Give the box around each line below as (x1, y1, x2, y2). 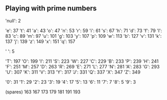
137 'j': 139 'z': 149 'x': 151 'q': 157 (5, 38, 76, 44)
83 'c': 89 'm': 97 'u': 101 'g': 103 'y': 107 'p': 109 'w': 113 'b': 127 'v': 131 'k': (5, 33, 162, 39)
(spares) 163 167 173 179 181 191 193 (5, 89, 81, 95)
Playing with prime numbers (5, 4, 97, 13)
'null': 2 (5, 17, 21, 23)
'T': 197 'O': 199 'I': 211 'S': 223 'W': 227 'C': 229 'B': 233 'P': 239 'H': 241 (5, 58, 159, 64)
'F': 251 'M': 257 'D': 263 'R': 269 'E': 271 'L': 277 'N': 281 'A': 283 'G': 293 (5, 63, 160, 69)
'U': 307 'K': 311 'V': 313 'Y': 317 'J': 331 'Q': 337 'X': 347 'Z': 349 (5, 69, 140, 75)
